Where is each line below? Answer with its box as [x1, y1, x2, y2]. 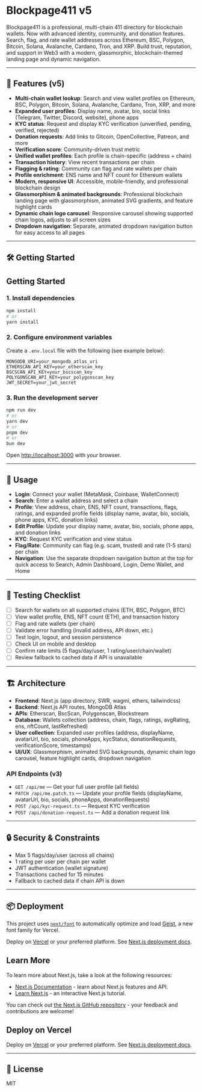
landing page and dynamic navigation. [6, 55, 101, 63]
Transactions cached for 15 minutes [14, 871, 104, 878]
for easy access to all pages [14, 229, 85, 236]
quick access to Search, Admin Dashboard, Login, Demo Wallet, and [14, 561, 185, 568]
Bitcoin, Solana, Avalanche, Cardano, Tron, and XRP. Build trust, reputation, [6, 43, 192, 50]
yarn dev [6, 418, 28, 424]
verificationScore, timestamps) [14, 742, 91, 749]
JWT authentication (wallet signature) [14, 865, 108, 872]
